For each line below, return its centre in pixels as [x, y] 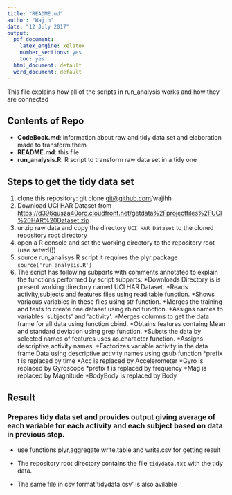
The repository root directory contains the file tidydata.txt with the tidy [120, 463]
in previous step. [36, 435]
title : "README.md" [35, 14]
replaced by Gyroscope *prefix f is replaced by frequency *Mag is [112, 368]
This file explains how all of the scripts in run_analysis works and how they [114, 92]
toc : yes [32, 59]
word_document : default [47, 72]
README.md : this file [48, 152]
